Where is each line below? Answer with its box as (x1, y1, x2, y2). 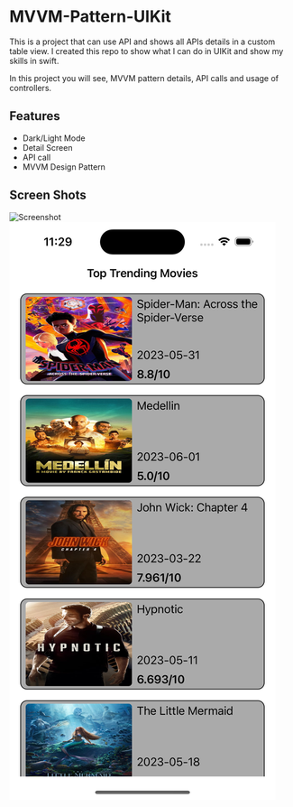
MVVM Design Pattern (22, 161, 106, 172)
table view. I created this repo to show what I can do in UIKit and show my (9, 45, 284, 56)
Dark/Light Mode (22, 133, 86, 144)
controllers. (9, 82, 52, 93)
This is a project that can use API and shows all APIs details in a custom (9, 36, 276, 47)
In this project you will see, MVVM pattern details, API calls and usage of (9, 72, 279, 83)
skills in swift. (9, 55, 60, 66)
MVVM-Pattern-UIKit (9, 6, 171, 27)
